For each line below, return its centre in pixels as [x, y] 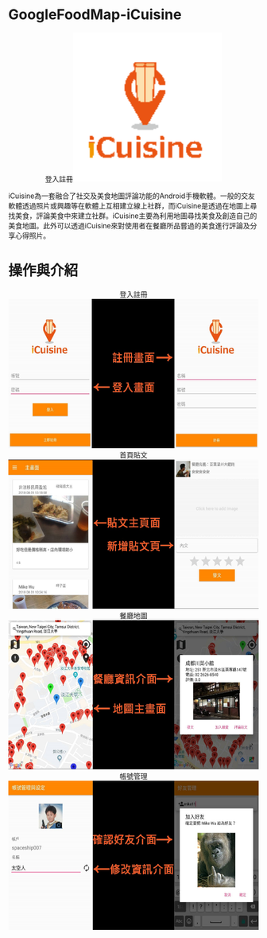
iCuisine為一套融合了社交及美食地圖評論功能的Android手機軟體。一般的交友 [132, 196]
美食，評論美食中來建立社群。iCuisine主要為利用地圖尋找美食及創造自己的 [136, 216]
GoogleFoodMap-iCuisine [95, 15]
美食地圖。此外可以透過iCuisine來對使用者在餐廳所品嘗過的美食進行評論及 [129, 225]
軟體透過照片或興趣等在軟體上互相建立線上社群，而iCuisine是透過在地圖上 [129, 205]
